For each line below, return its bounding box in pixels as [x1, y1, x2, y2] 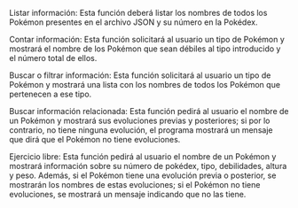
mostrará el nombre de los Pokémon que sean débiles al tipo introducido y [9, 43, 281, 54]
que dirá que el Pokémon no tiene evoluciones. [9, 135, 181, 144]
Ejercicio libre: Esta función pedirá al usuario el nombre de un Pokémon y [9, 151, 277, 162]
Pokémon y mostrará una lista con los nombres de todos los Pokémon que [9, 80, 281, 89]
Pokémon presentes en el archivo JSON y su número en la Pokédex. [9, 17, 258, 27]
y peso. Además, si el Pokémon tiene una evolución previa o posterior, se [9, 170, 277, 181]
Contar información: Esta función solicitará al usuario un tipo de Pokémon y [9, 35, 286, 44]
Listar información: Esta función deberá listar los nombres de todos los [9, 8, 268, 18]
